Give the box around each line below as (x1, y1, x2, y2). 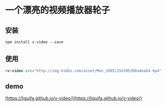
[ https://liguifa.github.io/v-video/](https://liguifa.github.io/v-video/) (5, 95, 142, 101)
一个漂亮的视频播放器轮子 (5, 4, 111, 16)
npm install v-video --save (5, 39, 64, 44)
